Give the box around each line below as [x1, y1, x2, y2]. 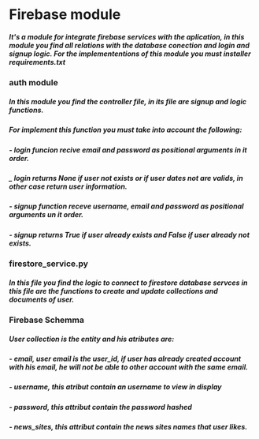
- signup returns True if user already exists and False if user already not [9, 230, 250, 239]
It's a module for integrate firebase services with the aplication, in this [9, 32, 245, 41]
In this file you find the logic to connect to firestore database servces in [9, 278, 248, 287]
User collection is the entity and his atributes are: [9, 334, 175, 343]
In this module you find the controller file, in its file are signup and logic [9, 96, 247, 106]
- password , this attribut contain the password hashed [9, 402, 192, 411]
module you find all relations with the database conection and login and [9, 40, 250, 50]
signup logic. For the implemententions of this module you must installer [9, 49, 251, 58]
